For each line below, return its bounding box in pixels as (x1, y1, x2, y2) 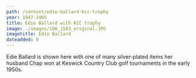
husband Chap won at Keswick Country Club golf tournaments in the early (6, 59, 191, 67)
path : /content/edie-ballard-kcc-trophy (6, 8, 109, 15)
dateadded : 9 (6, 37, 39, 43)
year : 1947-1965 (6, 14, 47, 20)
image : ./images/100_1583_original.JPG (6, 25, 106, 32)
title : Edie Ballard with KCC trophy (6, 20, 101, 26)
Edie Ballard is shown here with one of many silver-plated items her (6, 53, 173, 60)
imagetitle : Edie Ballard (6, 31, 71, 37)
